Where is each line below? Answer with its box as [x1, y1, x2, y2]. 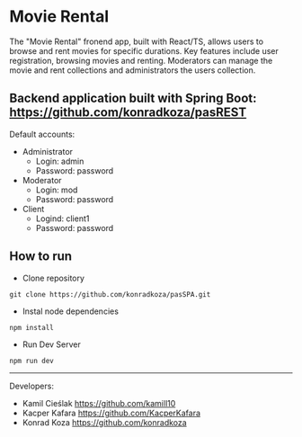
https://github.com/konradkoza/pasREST [9, 105, 247, 120]
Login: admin [35, 156, 84, 166]
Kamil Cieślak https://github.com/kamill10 [22, 397, 176, 408]
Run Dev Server [22, 339, 81, 350]
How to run [9, 249, 73, 264]
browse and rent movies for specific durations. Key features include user [9, 45, 279, 56]
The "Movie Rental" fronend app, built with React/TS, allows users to [9, 36, 263, 47]
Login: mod [35, 184, 78, 195]
